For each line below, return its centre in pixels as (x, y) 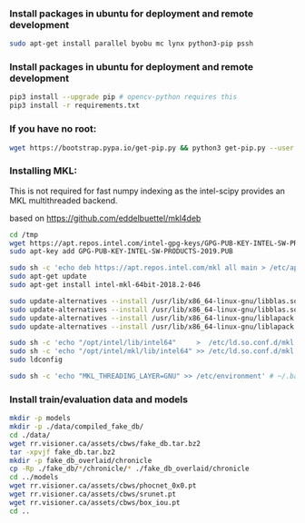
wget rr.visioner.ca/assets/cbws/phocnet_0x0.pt (103, 486)
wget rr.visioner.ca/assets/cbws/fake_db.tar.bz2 (105, 443)
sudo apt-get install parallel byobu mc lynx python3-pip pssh (132, 44)
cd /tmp (24, 234)
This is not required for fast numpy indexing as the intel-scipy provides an (148, 191)
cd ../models (34, 478)
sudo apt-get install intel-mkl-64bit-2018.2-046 (105, 285)
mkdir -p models (40, 419)
